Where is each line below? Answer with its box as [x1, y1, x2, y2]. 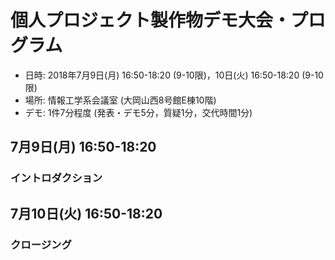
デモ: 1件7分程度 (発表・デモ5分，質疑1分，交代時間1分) [24, 106, 253, 118]
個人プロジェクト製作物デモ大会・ [10, 9, 292, 32]
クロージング [10, 237, 72, 251]
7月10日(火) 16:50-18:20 [10, 205, 163, 222]
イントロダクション [10, 171, 103, 185]
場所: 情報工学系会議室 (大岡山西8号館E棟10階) [24, 94, 217, 106]
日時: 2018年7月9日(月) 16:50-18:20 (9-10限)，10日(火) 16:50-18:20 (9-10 [24, 69, 324, 81]
